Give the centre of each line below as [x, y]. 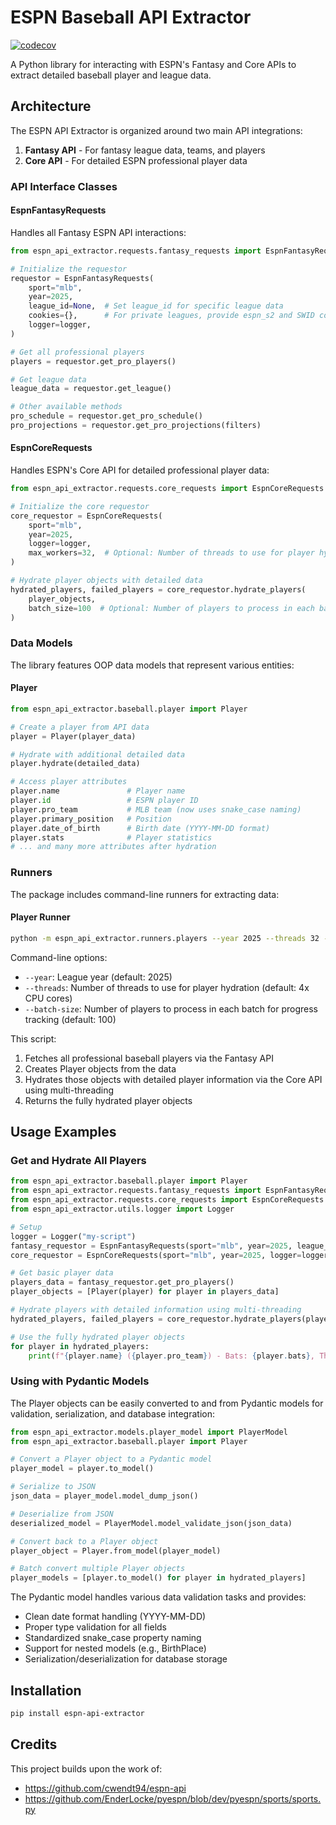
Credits [34, 1744]
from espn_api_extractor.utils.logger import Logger [122, 1209]
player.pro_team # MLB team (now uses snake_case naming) [156, 809]
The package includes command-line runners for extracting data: [145, 894]
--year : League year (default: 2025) [98, 977]
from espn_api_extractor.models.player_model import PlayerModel [149, 1432]
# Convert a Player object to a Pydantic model [111, 1459]
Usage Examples [63, 1132]
